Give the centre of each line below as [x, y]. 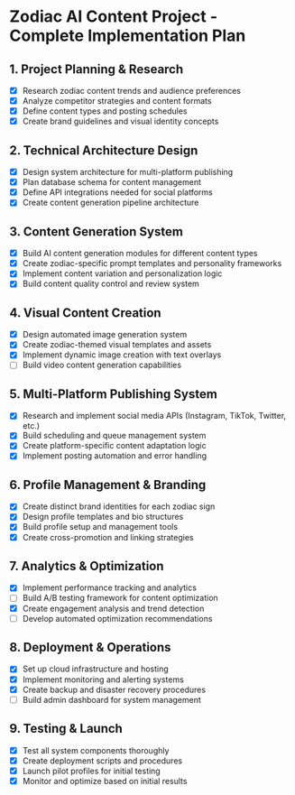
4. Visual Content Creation [85, 313]
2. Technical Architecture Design [104, 150]
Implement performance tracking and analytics [109, 587]
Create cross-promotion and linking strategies [108, 537]
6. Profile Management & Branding [108, 485]
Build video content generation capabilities [102, 365]
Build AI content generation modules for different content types [140, 254]
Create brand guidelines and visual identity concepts [120, 121]
